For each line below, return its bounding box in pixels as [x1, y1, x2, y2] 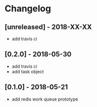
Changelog [4, 3, 51, 14]
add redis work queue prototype [11, 96, 78, 102]
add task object [11, 68, 44, 74]
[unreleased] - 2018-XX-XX [4, 23, 93, 31]
